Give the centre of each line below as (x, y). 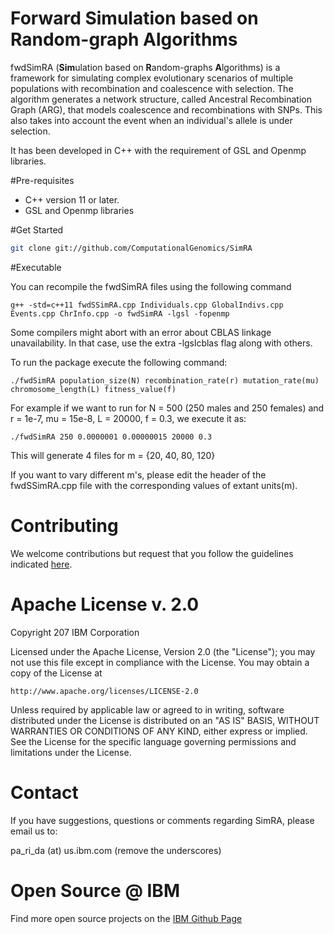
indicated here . (41, 564)
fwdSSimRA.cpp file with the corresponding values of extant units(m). (154, 485)
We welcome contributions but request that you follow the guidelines (152, 553)
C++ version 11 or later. (72, 199)
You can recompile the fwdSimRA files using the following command (151, 286)
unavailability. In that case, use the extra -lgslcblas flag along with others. (161, 343)
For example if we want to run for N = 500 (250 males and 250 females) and (167, 408)
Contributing (64, 526)
